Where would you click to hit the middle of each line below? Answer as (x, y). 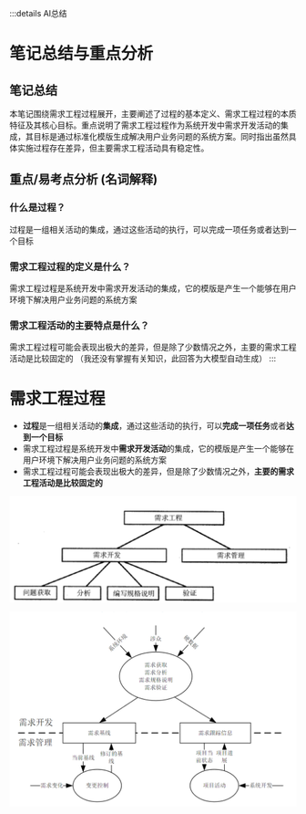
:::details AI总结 (38, 13)
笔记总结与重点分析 (82, 54)
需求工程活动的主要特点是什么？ (80, 325)
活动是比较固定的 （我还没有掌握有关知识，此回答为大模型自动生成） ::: (143, 359)
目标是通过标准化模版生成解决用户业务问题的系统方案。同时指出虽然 (161, 136)
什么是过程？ (38, 208)
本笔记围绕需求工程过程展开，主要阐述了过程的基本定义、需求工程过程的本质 (153, 114)
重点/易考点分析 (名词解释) (83, 179)
